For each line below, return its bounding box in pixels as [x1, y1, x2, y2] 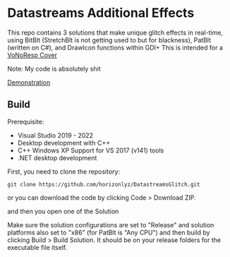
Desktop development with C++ [17, 138, 111, 147]
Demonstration [7, 78, 51, 86]
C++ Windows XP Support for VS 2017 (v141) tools [17, 146, 164, 155]
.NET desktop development [17, 153, 97, 162]
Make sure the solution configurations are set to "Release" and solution [7, 220, 214, 229]
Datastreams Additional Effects [7, 5, 195, 21]
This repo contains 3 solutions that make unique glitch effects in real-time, [7, 28, 224, 37]
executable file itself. [7, 243, 68, 251]
